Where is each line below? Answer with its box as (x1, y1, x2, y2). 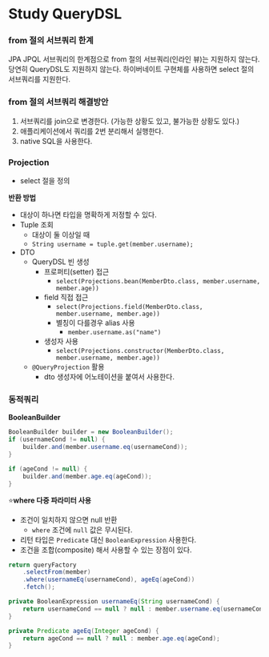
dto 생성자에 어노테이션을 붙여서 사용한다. (43, 372, 175, 382)
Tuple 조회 (19, 220, 54, 230)
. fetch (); (22, 583, 56, 591)
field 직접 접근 (43, 293, 89, 302)
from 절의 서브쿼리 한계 (8, 35, 94, 46)
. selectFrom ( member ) (22, 568, 91, 576)
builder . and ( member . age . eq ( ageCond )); (22, 472, 152, 480)
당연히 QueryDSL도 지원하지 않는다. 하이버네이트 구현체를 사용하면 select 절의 (8, 65, 255, 74)
